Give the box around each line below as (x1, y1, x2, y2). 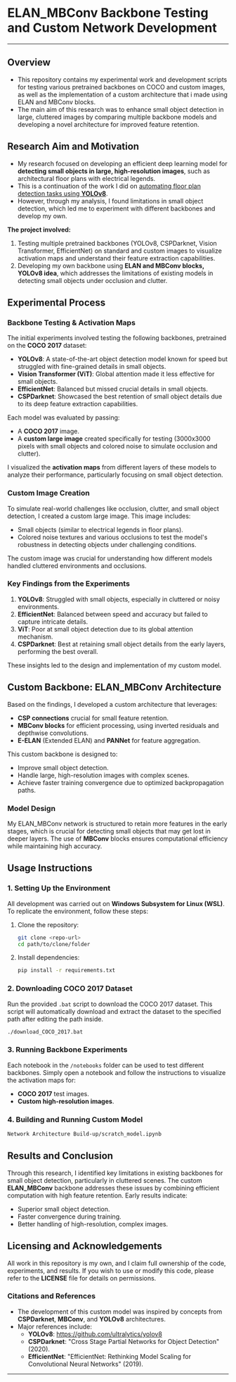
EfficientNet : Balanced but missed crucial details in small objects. (17, 385, 209, 394)
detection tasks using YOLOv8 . (17, 189, 108, 198)
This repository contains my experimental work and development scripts (17, 75, 228, 84)
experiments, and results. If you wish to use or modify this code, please (7, 1266, 214, 1275)
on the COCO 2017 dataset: (7, 341, 87, 350)
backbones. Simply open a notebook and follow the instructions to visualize (7, 1068, 226, 1076)
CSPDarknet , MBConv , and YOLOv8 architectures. (17, 1314, 166, 1323)
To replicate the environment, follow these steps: (7, 907, 149, 915)
